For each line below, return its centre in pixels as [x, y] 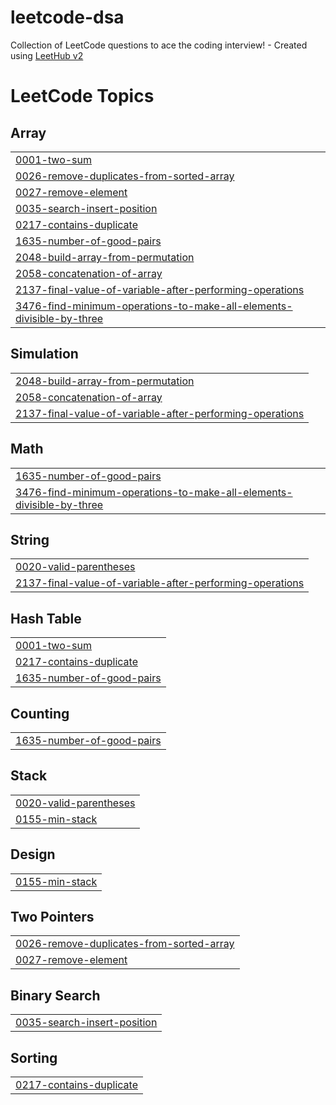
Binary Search [55, 995]
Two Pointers [52, 917]
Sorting [34, 1057]
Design [33, 854]
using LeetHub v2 [47, 55]
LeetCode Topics [82, 96]
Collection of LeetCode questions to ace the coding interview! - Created [159, 45]
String [30, 539]
